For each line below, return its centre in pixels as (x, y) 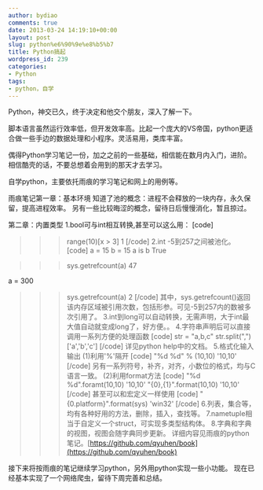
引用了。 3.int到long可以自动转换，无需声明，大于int (158, 317)
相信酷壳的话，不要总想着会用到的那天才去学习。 (87, 165)
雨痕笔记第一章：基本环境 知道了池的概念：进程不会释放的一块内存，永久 (126, 198)
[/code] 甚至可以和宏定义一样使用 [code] (132, 394)
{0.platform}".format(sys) (107, 404)
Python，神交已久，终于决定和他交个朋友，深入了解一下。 (102, 112)
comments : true (33, 23)
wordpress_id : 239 (38, 60)
